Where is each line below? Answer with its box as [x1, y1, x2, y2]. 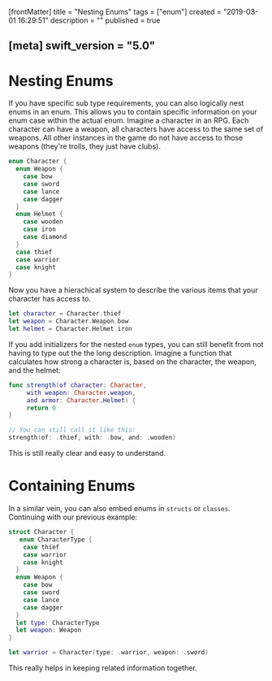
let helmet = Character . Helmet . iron [8, 325, 132, 333]
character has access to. [8, 294, 92, 304]
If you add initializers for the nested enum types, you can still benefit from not [8, 339, 264, 349]
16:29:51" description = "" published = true [17, 15, 161, 25]
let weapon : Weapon [15, 626, 82, 635]
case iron [23, 225, 57, 234]
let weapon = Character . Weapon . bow [8, 317, 129, 326]
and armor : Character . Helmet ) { [26, 396, 136, 405]
